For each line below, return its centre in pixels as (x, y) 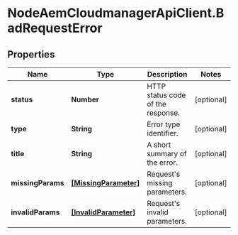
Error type (163, 124)
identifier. (162, 133)
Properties (31, 54)
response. (163, 113)
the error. (162, 163)
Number (85, 99)
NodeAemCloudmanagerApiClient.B (116, 13)
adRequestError (55, 28)
